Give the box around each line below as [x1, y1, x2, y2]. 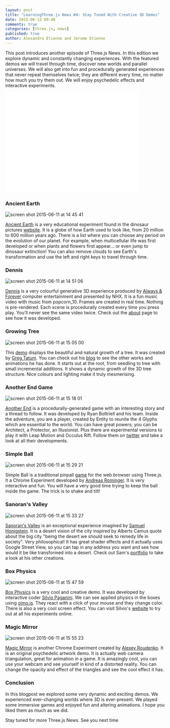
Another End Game [5, 383, 53, 391]
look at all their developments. [5, 438, 69, 444]
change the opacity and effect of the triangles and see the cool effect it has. [5, 666, 164, 673]
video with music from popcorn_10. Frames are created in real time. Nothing [5, 299, 163, 305]
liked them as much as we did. [5, 707, 69, 713]
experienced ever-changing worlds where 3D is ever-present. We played [5, 696, 158, 703]
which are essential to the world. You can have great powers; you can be [5, 422, 157, 428]
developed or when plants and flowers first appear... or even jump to [5, 243, 149, 249]
